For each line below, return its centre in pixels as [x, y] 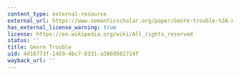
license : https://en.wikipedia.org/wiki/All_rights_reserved [100, 34]
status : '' [24, 41]
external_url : [29, 21]
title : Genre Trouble [40, 47]
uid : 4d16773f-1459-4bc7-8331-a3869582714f [73, 54]
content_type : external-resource [57, 14]
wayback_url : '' [31, 61]
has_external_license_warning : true [62, 27]
